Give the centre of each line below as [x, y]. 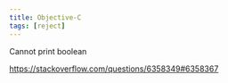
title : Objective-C [45, 17]
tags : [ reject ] [37, 26]
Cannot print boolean [48, 51]
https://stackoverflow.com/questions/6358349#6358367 [114, 69]
